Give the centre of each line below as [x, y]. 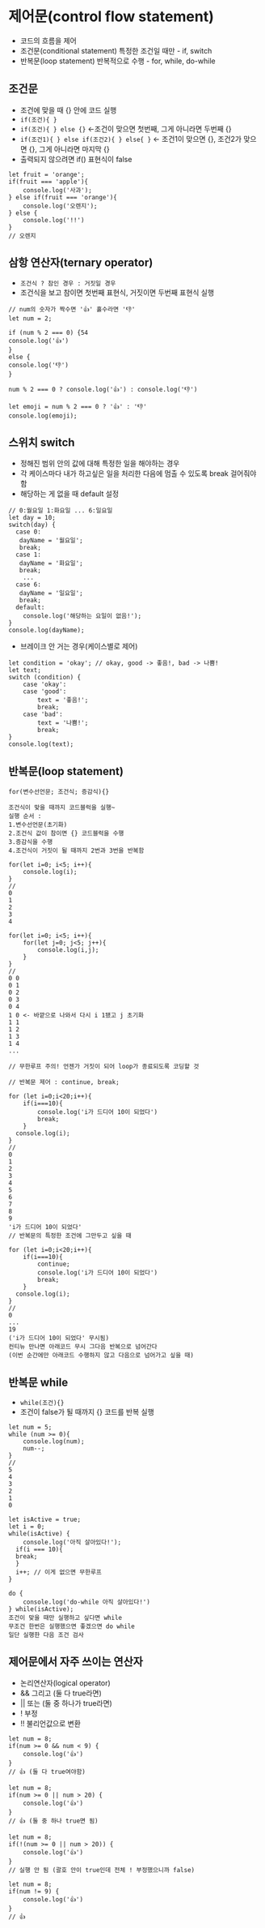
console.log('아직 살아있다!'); [72, 1542]
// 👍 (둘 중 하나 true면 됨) [53, 1821]
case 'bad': [43, 714]
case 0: [29, 532]
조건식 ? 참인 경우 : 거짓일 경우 [68, 283]
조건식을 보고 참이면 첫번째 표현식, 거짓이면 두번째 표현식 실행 [117, 292]
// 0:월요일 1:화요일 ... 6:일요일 [61, 511]
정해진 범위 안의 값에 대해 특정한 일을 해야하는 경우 [100, 464]
